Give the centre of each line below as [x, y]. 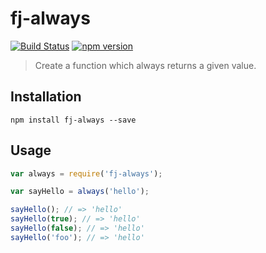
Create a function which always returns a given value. [145, 65]
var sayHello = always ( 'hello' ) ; [80, 192]
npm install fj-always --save [73, 120]
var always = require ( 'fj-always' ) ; [86, 173]
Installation [46, 97]
